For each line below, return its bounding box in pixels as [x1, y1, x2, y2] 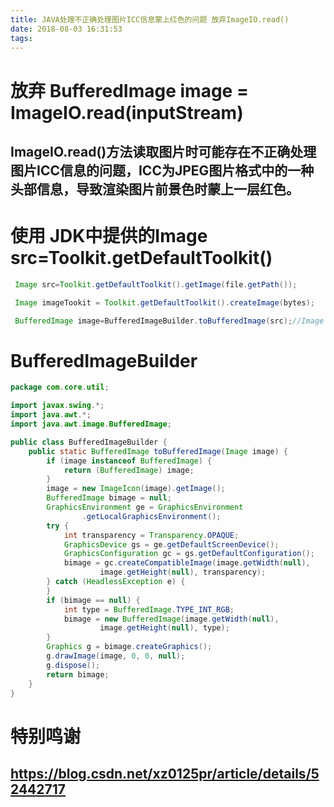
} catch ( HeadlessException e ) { [46, 577, 186, 587]
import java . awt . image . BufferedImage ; [10, 419, 172, 430]
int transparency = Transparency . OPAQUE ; [63, 530, 240, 540]
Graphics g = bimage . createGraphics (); [46, 642, 213, 652]
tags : [10, 33, 33, 43]
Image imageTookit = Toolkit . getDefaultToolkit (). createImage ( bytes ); [14, 297, 315, 308]
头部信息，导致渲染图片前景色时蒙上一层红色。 [10, 181, 300, 198]
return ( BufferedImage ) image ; [63, 465, 195, 475]
